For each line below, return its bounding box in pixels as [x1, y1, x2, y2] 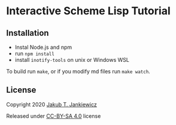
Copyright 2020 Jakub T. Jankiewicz [6, 101, 97, 108]
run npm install [14, 50, 55, 57]
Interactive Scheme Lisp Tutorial [6, 4, 171, 18]
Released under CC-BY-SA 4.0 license [6, 112, 101, 120]
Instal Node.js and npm [14, 43, 72, 51]
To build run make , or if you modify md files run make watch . [6, 68, 151, 75]
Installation [6, 28, 49, 38]
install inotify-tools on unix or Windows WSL [14, 57, 130, 63]
